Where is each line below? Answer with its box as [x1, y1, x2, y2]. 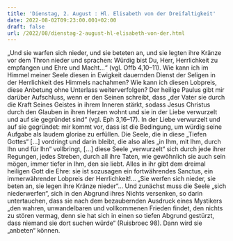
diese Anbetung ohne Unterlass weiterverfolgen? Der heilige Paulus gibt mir [7, 86, 225, 94]
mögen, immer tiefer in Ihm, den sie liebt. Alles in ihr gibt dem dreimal [7, 160, 207, 168]
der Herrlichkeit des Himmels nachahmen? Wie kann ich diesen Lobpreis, [7, 78, 217, 87]
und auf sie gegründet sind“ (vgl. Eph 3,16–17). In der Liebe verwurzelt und [7, 116, 220, 124]
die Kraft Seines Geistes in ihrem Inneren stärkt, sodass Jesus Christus [7, 100, 211, 109]
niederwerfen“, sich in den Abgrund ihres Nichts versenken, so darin [7, 189, 203, 198]
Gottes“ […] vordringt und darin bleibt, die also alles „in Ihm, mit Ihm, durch [7, 137, 221, 146]
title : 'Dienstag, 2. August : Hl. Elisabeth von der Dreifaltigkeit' [7, 10, 216, 17]
